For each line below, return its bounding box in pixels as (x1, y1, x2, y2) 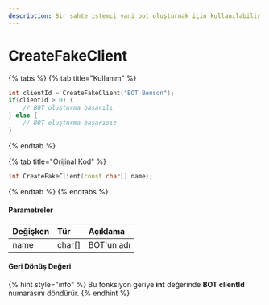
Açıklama (88, 225, 126, 236)
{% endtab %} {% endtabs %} (8, 186, 109, 196)
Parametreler (8, 205, 54, 215)
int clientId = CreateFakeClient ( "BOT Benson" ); (8, 89, 175, 97)
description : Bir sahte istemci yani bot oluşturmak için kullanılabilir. (8, 11, 265, 20)
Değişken (12, 225, 50, 236)
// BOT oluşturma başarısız (23, 119, 117, 127)
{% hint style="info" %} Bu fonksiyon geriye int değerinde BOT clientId (8, 280, 245, 290)
